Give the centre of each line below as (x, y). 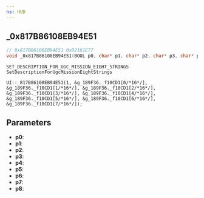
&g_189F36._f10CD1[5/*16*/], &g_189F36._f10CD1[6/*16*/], (81, 99)
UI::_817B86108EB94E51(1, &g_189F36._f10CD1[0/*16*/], (77, 83)
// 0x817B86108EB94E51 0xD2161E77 (50, 50)
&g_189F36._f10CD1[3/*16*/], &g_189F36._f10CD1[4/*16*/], (81, 94)
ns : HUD (16, 12)
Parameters (29, 123)
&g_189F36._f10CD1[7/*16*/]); (45, 104)
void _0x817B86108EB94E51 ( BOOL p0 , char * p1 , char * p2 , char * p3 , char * (100, 56)
